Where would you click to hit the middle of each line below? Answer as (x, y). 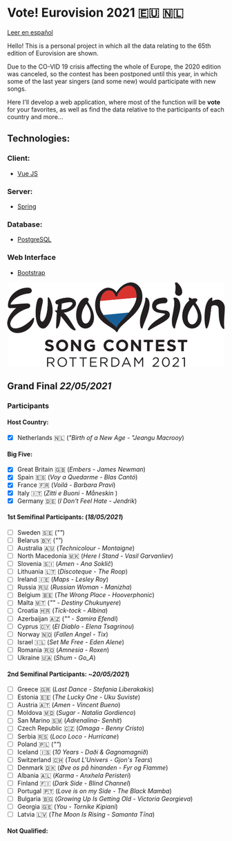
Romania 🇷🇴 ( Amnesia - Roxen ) (63, 650)
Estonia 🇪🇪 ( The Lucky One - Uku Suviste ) (78, 697)
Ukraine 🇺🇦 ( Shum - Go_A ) (56, 657)
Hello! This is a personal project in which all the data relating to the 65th (109, 46)
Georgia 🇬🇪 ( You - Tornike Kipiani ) (68, 807)
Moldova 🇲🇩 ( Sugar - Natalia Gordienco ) (76, 713)
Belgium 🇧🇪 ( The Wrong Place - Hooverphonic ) (86, 595)
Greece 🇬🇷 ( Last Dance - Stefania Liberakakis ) (85, 689)
